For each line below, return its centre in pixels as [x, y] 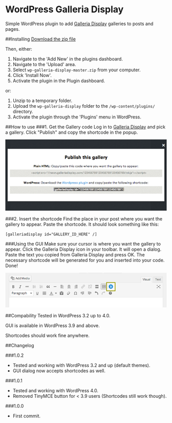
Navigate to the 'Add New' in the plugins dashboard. [68, 59]
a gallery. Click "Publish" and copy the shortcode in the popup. [72, 132]
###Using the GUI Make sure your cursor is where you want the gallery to [83, 244]
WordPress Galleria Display [64, 9]
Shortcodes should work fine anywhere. [47, 335]
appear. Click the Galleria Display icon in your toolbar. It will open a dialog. [83, 249]
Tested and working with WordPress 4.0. [56, 390]
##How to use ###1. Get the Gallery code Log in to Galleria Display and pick [85, 127]
